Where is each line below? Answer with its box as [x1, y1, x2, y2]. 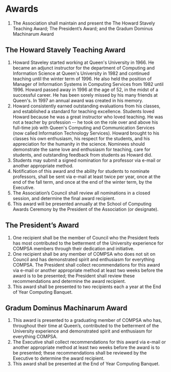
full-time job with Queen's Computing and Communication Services [12, 124, 155, 130]
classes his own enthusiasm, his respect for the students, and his [12, 135, 150, 141]
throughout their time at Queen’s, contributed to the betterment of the [12, 323, 159, 329]
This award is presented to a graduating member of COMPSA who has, [12, 317, 162, 323]
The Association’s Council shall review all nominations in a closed [12, 190, 151, 196]
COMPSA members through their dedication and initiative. [12, 245, 135, 251]
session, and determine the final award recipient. [12, 195, 116, 201]
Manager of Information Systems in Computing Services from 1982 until [12, 81, 164, 87]
